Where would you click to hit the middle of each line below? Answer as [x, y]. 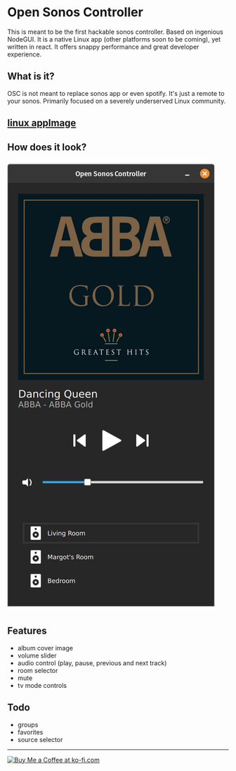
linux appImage [42, 123]
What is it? [31, 76]
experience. [25, 54]
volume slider [37, 655]
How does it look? [47, 147]
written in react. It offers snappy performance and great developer [103, 47]
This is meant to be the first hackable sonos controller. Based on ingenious [115, 32]
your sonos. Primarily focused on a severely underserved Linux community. [117, 101]
